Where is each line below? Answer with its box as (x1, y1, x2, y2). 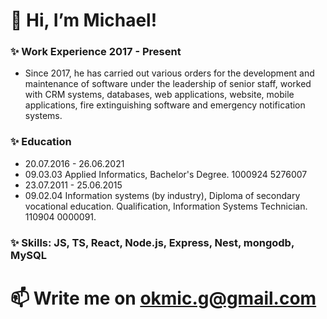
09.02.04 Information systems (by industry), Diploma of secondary (24, 189, 301, 201)
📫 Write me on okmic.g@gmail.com (10, 287, 317, 309)
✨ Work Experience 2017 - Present (10, 45, 182, 59)
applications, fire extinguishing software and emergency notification (24, 99, 306, 111)
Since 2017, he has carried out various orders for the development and (24, 67, 315, 79)
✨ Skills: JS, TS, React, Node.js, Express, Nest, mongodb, (10, 235, 295, 249)
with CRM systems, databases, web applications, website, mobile (24, 89, 295, 101)
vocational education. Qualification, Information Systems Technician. (24, 200, 308, 212)
